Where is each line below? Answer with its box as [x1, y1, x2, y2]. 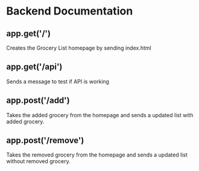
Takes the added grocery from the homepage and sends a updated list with [6, 111, 194, 118]
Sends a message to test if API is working [6, 77, 110, 85]
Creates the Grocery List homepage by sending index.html [6, 44, 152, 51]
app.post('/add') [6, 95, 71, 106]
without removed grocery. [6, 158, 71, 165]
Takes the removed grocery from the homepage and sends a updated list [6, 151, 188, 158]
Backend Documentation [6, 4, 133, 18]
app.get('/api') [6, 62, 63, 72]
